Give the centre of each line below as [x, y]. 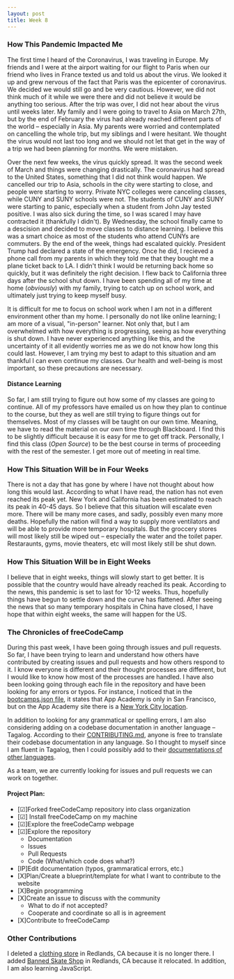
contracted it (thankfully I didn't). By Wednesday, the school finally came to [115, 221]
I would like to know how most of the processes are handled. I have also [110, 677]
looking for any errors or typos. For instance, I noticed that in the [100, 691]
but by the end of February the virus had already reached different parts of [114, 118]
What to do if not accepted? [68, 906]
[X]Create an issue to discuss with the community [89, 898]
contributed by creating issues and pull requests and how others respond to [116, 662]
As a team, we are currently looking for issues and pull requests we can [110, 770]
